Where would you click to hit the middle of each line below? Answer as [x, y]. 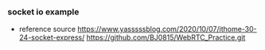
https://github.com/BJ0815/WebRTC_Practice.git [166, 37]
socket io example [43, 12]
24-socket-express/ [52, 37]
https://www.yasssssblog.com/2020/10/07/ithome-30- [168, 29]
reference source [47, 29]
